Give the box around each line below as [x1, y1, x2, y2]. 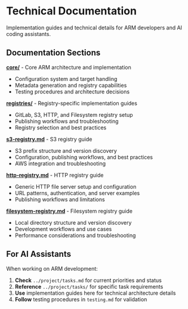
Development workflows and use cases [14, 225, 112, 232]
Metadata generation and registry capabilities [14, 81, 127, 89]
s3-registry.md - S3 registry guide [6, 135, 93, 143]
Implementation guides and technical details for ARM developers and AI [6, 24, 183, 31]
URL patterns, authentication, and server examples [14, 189, 140, 196]
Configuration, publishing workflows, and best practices [14, 153, 153, 160]
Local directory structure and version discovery [14, 219, 132, 226]
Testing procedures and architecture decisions [14, 88, 130, 95]
